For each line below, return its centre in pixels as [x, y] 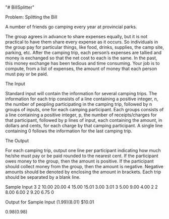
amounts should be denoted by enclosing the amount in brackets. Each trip [83, 172]
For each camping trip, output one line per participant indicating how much [83, 150]
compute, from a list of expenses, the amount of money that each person [81, 68]
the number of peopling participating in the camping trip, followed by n [79, 104]
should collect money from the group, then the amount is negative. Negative [84, 166]
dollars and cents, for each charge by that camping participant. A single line [84, 126]
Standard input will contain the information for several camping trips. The [81, 93]
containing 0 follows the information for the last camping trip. [69, 131]
